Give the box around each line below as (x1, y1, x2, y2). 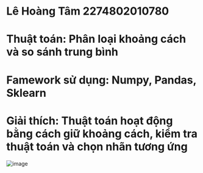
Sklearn (6, 86, 47, 100)
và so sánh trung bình (6, 45, 119, 59)
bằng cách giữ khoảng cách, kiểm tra (6, 127, 198, 141)
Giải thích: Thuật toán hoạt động (6, 114, 173, 127)
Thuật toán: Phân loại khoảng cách (6, 32, 187, 46)
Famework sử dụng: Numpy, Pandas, (6, 73, 197, 86)
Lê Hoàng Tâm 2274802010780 (6, 4, 169, 18)
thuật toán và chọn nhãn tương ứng (6, 139, 188, 154)
